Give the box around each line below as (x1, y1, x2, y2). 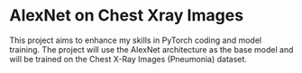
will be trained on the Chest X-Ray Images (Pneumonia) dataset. (9, 53, 248, 64)
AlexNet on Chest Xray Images (9, 5, 244, 26)
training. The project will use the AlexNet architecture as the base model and (9, 44, 294, 54)
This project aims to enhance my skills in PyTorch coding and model (9, 35, 262, 45)
